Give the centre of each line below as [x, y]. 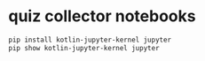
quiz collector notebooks [102, 16]
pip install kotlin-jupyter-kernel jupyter [90, 40]
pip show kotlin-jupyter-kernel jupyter [84, 48]
